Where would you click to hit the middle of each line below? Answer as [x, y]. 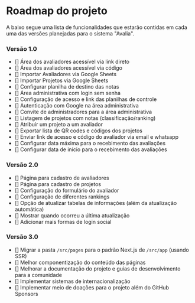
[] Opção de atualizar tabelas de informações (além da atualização [96, 203]
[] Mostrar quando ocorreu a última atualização [72, 215]
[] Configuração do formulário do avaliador [67, 190]
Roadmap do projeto [57, 11]
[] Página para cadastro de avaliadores [62, 178]
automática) [29, 209]
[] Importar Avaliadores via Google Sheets [66, 74]
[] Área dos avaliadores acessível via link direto [72, 62]
